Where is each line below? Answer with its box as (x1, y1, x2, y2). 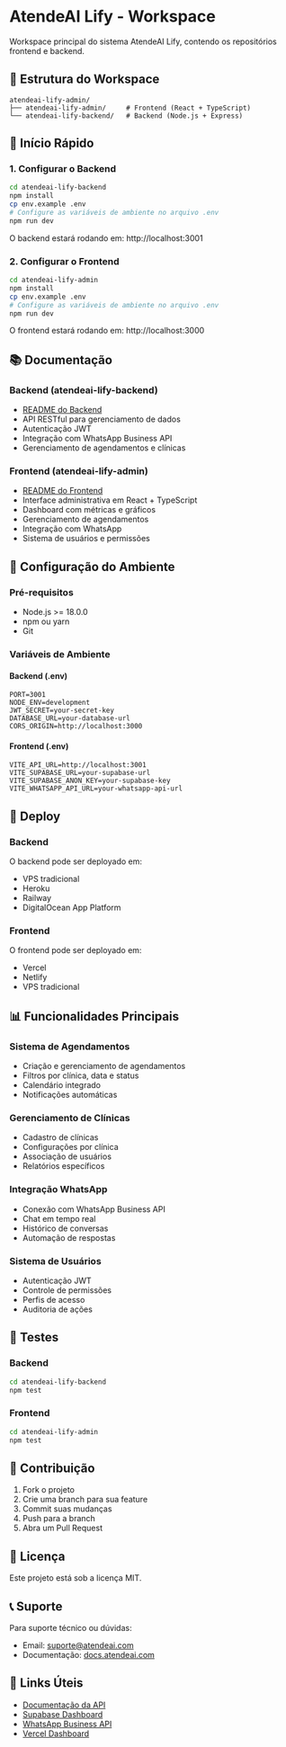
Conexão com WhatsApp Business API (22, 1203, 166, 1215)
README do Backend (22, 405, 103, 415)
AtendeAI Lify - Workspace (9, 6, 216, 27)
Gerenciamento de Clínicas (9, 1112, 130, 1125)
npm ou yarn (22, 616, 70, 627)
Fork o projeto (22, 1484, 75, 1495)
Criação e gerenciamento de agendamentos (22, 1061, 186, 1072)
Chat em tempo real (22, 1213, 96, 1224)
